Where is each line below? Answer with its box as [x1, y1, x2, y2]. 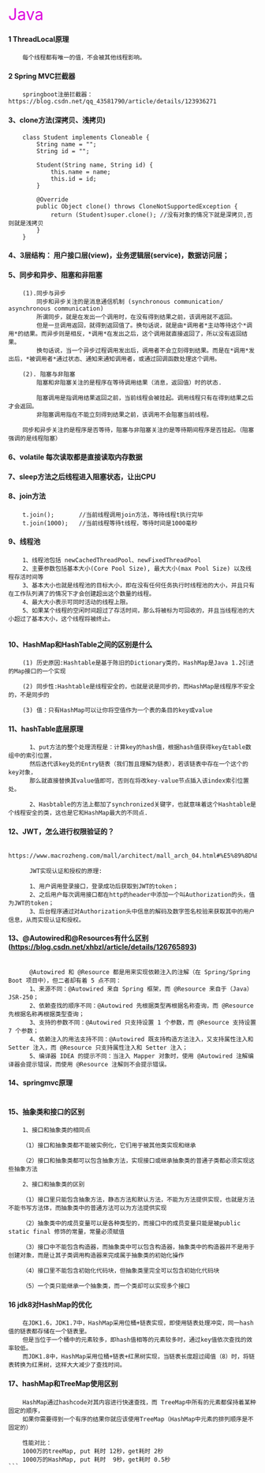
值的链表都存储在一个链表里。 [8, 1328, 91, 1336]
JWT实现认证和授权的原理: [28, 867, 103, 875]
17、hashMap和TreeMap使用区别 [8, 1379, 118, 1389]
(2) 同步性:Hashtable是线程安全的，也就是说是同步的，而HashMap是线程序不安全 [22, 683, 256, 691]
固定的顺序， [8, 1407, 44, 1415]
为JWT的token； [8, 899, 54, 907]
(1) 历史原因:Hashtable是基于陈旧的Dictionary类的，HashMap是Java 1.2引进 [22, 659, 255, 667]
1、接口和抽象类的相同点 [22, 1126, 91, 1134]
